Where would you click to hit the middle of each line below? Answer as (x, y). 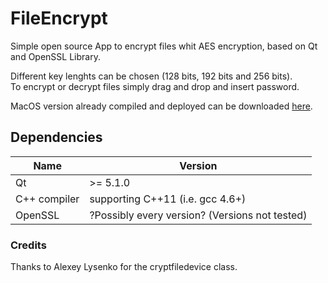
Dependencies (56, 137)
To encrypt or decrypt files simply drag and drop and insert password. (155, 86)
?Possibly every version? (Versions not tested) (198, 215)
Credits (28, 245)
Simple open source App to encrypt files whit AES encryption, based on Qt (164, 46)
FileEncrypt (59, 18)
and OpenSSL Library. (55, 56)
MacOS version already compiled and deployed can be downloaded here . (161, 106)
